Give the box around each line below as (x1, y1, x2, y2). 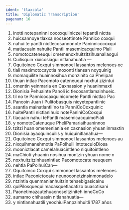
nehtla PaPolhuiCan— (12, 162, 58, 168)
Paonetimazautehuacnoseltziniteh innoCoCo (12, 189, 104, 195)
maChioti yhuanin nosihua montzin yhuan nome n (12, 152, 115, 158)
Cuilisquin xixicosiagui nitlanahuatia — (12, 57, 92, 63)
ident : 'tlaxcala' (5, 7, 44, 12)
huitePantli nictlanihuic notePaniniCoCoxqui (12, 109, 103, 115)
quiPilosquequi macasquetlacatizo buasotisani (12, 184, 109, 190)
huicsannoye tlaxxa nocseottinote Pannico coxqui (12, 35, 115, 41)
